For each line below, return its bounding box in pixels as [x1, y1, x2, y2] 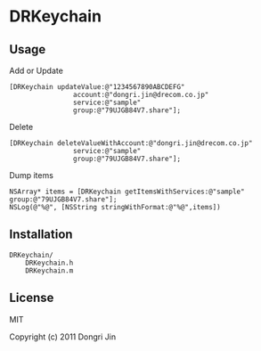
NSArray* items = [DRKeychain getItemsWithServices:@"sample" [9, 187, 245, 196]
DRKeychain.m [25, 265, 74, 275]
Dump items [9, 170, 53, 180]
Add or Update [9, 65, 64, 76]
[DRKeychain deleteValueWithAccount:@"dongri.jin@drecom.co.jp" [9, 139, 253, 148]
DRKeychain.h [25, 258, 74, 267]
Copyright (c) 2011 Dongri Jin [9, 331, 117, 342]
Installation [9, 227, 73, 242]
